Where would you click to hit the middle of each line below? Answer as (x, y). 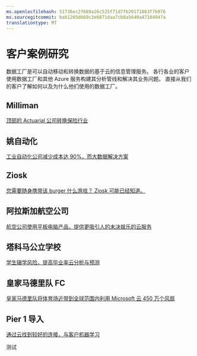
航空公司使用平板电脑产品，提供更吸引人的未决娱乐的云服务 (79, 226)
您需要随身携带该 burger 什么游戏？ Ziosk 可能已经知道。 (76, 190)
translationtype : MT (32, 23)
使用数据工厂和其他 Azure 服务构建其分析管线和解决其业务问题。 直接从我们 (99, 79)
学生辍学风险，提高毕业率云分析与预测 (53, 263)
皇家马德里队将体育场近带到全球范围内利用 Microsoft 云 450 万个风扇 (90, 298)
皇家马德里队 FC (36, 283)
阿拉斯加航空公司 (37, 211)
